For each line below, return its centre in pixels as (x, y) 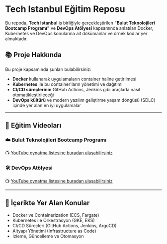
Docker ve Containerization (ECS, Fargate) (56, 215)
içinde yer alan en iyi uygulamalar (46, 105)
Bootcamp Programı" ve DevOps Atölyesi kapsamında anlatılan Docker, (79, 28)
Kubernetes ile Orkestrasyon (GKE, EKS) (54, 220)
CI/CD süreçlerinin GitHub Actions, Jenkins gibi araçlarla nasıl (76, 89)
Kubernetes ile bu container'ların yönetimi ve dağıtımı (67, 84)
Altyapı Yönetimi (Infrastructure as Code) (54, 231)
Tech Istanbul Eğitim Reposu (65, 9)
